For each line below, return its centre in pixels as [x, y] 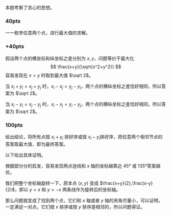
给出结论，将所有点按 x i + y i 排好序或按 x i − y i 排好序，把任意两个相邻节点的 [84, 137]
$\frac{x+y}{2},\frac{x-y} [126, 183]
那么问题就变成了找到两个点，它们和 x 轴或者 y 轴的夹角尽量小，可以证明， [84, 201]
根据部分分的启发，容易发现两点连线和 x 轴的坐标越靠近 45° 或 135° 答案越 [83, 166]
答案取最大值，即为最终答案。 [36, 144]
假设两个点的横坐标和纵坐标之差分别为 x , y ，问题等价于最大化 [70, 58]
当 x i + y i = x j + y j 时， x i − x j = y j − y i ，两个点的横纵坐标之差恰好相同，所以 [83, 87]
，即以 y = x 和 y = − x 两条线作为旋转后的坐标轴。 [68, 190]
